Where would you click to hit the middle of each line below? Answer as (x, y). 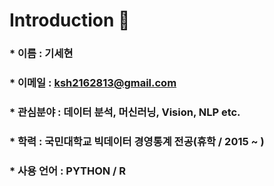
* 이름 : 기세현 (41, 54)
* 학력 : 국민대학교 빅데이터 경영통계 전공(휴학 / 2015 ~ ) (137, 141)
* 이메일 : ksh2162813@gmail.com (93, 83)
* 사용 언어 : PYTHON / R (68, 171)
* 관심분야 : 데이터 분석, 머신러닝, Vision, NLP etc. (125, 112)
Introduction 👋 (70, 20)
